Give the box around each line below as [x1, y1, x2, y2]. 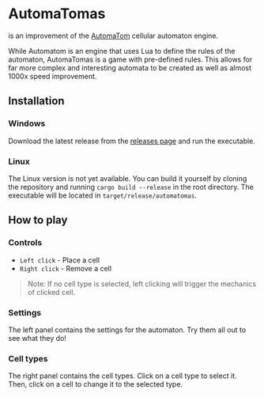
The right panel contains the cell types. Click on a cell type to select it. [8, 371, 237, 380]
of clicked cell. [27, 287, 76, 297]
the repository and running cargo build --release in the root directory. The [8, 182, 255, 191]
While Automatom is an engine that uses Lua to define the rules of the [8, 46, 236, 55]
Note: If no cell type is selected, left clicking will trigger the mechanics [27, 278, 257, 289]
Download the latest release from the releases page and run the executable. [8, 136, 255, 146]
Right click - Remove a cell [19, 263, 112, 273]
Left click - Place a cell [19, 255, 100, 265]
